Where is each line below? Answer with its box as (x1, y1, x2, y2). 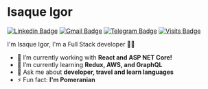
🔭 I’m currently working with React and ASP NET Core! (16, 53, 173, 62)
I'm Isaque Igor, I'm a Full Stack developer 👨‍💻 (7, 40, 135, 48)
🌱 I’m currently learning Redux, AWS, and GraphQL (16, 60, 163, 68)
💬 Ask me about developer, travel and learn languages (16, 68, 174, 76)
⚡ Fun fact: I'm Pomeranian (16, 75, 95, 84)
